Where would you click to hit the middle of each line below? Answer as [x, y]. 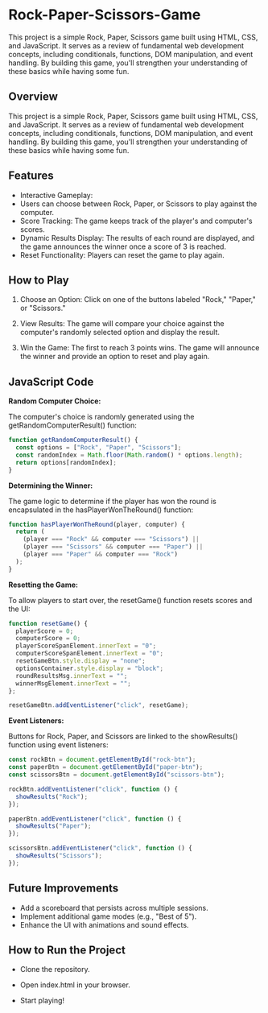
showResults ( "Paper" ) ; [54, 826]
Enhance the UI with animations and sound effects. [104, 924]
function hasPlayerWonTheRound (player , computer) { [97, 524]
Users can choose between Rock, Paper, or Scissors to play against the [138, 204]
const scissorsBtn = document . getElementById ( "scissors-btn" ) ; [117, 775]
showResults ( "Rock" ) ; [52, 796]
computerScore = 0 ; [48, 639]
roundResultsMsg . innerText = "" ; [72, 676]
